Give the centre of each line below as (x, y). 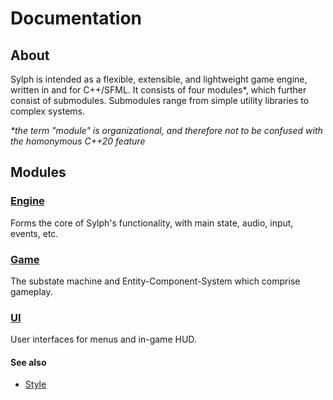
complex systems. (47, 111)
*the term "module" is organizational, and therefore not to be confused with (166, 130)
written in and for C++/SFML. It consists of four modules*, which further (158, 90)
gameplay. (31, 291)
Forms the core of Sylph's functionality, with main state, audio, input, (152, 223)
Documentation (76, 18)
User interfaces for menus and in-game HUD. (103, 339)
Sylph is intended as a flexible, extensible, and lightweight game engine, (159, 79)
